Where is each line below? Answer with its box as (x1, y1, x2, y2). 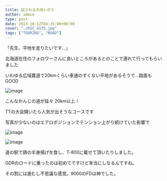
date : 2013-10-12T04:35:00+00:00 (5, 21, 75, 26)
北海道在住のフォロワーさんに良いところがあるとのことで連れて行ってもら (5, 55, 158, 61)
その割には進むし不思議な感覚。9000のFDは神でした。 (5, 170, 118, 176)
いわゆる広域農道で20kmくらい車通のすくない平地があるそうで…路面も (5, 72, 152, 78)
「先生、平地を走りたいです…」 (5, 45, 70, 50)
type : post (5, 16, 28, 21)
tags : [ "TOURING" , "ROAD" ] (5, 30, 61, 35)
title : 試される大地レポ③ (5, 7, 55, 12)
